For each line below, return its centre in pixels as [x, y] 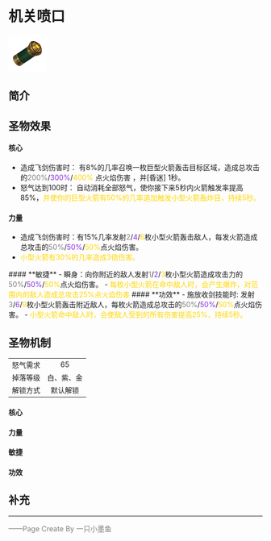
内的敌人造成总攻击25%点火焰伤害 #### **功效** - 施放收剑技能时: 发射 [135, 294]
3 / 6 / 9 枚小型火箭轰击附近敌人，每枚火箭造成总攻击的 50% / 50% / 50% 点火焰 [132, 305]
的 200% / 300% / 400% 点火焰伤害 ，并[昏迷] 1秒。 [102, 177]
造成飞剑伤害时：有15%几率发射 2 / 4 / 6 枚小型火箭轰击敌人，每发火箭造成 [139, 237]
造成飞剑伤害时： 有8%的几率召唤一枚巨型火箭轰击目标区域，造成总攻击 [140, 167]
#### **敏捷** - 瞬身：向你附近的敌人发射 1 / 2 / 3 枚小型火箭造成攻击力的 [126, 274]
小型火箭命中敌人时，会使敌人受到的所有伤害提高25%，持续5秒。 [138, 314]
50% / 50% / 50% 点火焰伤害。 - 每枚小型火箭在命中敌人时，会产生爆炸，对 [130, 285]
